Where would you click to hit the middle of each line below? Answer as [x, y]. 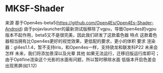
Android [13, 29]
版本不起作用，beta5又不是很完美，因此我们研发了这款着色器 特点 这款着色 [81, 35]
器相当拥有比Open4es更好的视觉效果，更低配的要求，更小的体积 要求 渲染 [81, 41]
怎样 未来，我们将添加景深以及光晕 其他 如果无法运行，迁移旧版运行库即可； [82, 53]
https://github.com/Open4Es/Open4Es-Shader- [105, 23]
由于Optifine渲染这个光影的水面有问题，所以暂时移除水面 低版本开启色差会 [81, 59]
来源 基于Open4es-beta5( [31, 23]
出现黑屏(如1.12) [21, 65]
